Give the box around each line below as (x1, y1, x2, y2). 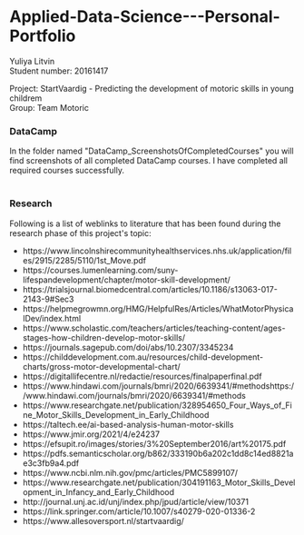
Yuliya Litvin (9, 55, 55, 66)
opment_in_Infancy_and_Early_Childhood (22, 486, 175, 497)
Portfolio (9, 25, 76, 46)
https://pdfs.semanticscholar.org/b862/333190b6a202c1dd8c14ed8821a (22, 448, 294, 459)
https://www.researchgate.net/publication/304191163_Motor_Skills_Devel (22, 477, 296, 488)
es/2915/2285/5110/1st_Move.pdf (22, 254, 147, 265)
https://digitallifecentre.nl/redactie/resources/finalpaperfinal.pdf (22, 371, 262, 381)
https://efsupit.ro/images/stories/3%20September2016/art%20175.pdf (22, 438, 287, 449)
